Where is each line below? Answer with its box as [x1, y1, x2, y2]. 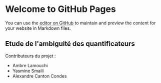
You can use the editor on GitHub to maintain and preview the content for [5, 20, 156, 26]
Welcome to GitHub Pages [5, 3, 116, 15]
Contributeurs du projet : [5, 53, 56, 59]
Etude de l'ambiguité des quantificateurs [5, 40, 135, 48]
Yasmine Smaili [12, 68, 44, 74]
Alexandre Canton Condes [12, 73, 67, 79]
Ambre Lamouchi [12, 62, 48, 68]
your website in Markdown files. [5, 25, 71, 31]
